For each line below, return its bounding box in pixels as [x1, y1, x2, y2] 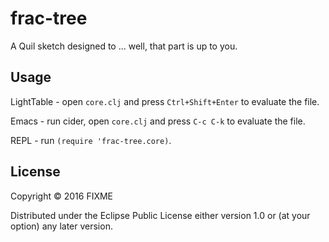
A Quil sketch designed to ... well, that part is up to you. [10, 40, 238, 52]
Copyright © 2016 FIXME [10, 190, 114, 202]
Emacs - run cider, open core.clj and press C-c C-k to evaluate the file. [10, 115, 306, 127]
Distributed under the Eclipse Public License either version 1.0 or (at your [10, 209, 311, 221]
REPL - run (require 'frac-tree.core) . [10, 134, 172, 146]
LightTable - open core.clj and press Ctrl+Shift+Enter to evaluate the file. [10, 95, 320, 107]
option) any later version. [10, 220, 113, 232]
